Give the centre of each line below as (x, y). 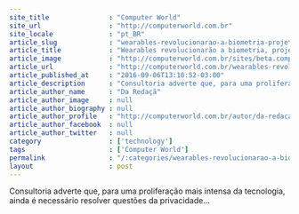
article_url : (61, 67)
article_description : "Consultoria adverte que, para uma (131, 83)
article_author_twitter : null (71, 133)
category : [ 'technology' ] (91, 141)
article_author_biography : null (71, 108)
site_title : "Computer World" (95, 17)
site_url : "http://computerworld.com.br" (121, 26)
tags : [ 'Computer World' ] (99, 149)
